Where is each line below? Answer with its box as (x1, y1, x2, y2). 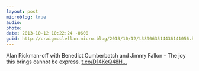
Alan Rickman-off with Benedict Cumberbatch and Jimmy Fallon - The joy (6, 52, 186, 59)
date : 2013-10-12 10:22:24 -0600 (6, 31, 89, 36)
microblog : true (6, 14, 46, 20)
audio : (6, 19, 23, 25)
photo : (6, 25, 23, 31)
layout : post (6, 8, 38, 15)
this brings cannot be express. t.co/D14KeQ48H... (6, 58, 127, 65)
